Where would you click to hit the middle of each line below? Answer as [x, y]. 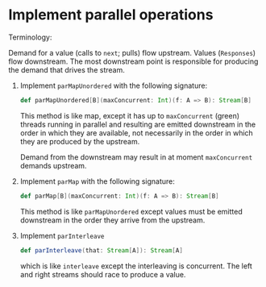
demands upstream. [53, 165]
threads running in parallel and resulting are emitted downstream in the [138, 124]
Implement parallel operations [111, 15]
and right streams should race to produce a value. [103, 274]
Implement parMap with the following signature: [97, 181]
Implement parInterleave [62, 235]
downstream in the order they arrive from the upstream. [112, 220]
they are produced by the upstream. [80, 141]
